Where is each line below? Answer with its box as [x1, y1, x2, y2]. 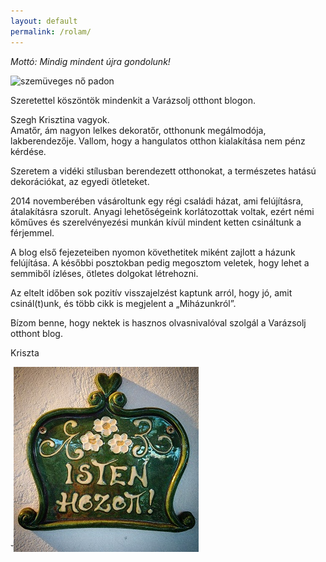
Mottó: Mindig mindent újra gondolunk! [10, 55, 171, 67]
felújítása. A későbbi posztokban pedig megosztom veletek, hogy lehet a [10, 256, 310, 269]
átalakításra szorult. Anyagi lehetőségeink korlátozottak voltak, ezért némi [10, 205, 315, 217]
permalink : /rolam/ [10, 26, 92, 37]
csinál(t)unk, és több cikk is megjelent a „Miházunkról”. [10, 297, 237, 309]
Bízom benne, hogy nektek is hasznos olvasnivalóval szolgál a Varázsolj [10, 316, 307, 329]
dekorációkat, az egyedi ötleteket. [10, 175, 150, 187]
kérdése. [10, 145, 47, 157]
